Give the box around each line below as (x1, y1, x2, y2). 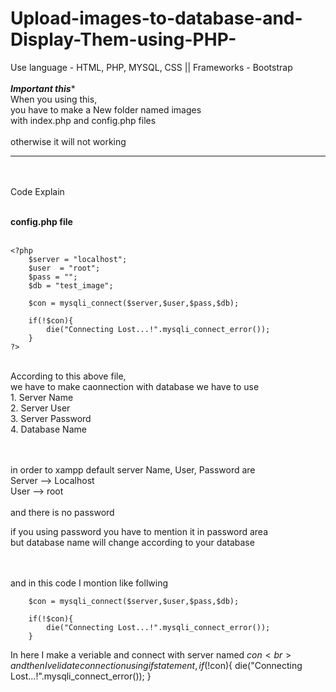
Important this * (10, 82, 76, 94)
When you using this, (10, 93, 98, 105)
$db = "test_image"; (28, 280, 114, 291)
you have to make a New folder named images (10, 103, 202, 116)
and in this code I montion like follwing (10, 577, 168, 589)
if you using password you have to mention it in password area (10, 525, 269, 537)
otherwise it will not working (10, 135, 127, 147)
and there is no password (10, 506, 115, 518)
